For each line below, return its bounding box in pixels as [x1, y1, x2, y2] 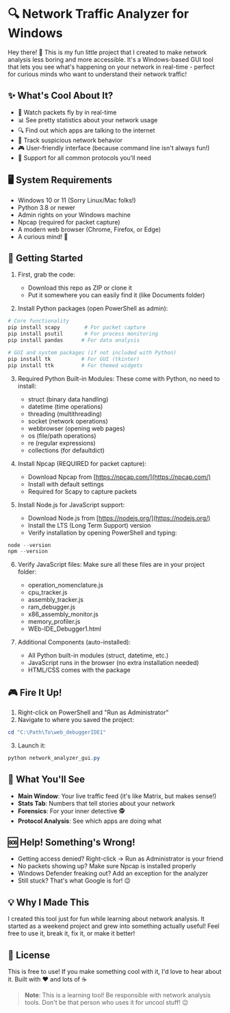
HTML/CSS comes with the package [27, 666, 131, 674]
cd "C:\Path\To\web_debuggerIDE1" [8, 729, 107, 736]
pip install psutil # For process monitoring [8, 331, 158, 338]
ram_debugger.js [27, 603, 76, 612]
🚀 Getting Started [8, 252, 84, 264]
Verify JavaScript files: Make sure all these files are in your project [17, 561, 205, 569]
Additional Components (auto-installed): [17, 638, 131, 647]
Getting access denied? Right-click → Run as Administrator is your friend [17, 854, 223, 863]
